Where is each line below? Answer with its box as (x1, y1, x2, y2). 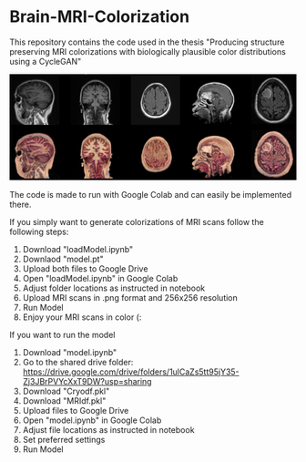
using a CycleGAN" (9, 56, 82, 67)
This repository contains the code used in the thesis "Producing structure (9, 36, 285, 47)
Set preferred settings (22, 434, 106, 445)
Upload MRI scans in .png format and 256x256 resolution (22, 292, 239, 303)
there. (9, 199, 32, 210)
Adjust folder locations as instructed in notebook (22, 282, 206, 293)
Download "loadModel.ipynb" (22, 243, 134, 254)
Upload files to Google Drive (22, 405, 129, 416)
